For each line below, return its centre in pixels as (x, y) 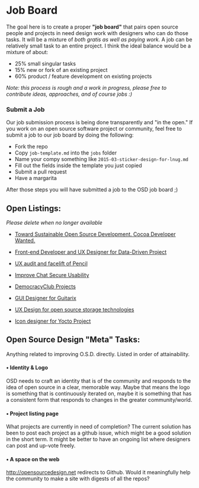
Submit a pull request (41, 172)
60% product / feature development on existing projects (83, 76)
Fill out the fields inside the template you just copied (78, 166)
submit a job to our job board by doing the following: (70, 135)
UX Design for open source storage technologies (74, 310)
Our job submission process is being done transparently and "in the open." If (99, 122)
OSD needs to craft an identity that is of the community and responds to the (99, 381)
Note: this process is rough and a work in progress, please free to (86, 87)
